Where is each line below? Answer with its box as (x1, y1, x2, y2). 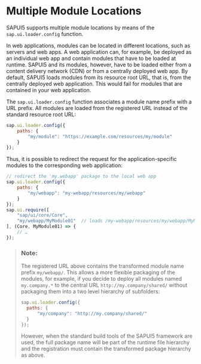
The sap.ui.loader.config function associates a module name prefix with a (6, 98, 192, 105)
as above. (20, 351, 45, 359)
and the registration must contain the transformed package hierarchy (20, 345, 191, 353)
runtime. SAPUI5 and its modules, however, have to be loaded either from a (6, 61, 191, 68)
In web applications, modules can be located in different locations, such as (6, 42, 190, 49)
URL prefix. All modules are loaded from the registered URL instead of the (6, 104, 188, 111)
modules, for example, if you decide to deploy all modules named (20, 275, 182, 283)
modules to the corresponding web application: (6, 162, 123, 169)
